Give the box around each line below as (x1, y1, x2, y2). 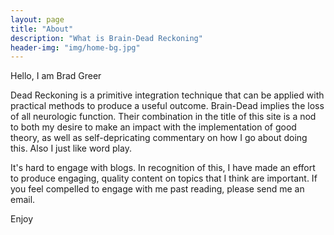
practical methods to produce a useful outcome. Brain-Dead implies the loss (10, 100, 325, 112)
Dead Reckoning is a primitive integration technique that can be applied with (10, 89, 325, 101)
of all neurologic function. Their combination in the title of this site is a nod (10, 111, 317, 123)
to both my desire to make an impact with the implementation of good (10, 121, 297, 133)
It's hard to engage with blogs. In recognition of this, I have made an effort (10, 162, 316, 174)
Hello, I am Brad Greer (10, 70, 102, 82)
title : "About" (10, 24, 74, 34)
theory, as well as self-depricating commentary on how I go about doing (10, 132, 308, 144)
